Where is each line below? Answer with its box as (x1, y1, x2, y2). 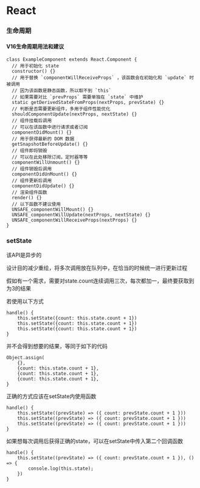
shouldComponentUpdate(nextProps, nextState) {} (12, 111, 137, 117)
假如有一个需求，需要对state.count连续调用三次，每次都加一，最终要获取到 (6, 277, 195, 284)
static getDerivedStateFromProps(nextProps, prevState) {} (12, 100, 165, 106)
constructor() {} (12, 68, 56, 75)
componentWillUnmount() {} (12, 159, 80, 166)
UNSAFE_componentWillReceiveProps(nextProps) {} (12, 217, 137, 224)
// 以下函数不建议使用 (12, 201, 61, 207)
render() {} (12, 195, 43, 201)
